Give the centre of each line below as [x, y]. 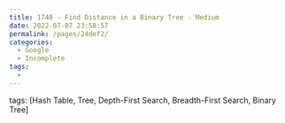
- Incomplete [41, 58]
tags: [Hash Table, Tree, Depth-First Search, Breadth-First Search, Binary [143, 100]
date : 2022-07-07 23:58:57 [59, 26]
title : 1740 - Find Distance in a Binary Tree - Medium [114, 17]
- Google [33, 50]
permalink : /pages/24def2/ [59, 34]
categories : [31, 42]
